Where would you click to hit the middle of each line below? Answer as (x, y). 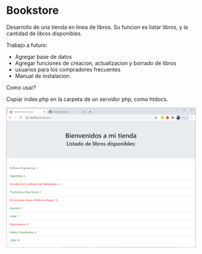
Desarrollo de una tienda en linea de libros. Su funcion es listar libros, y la (97, 27)
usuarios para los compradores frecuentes (68, 69)
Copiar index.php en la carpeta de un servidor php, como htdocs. (87, 99)
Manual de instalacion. (43, 76)
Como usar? (21, 87)
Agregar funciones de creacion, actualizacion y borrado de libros (96, 63)
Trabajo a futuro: (27, 45)
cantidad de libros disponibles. (44, 33)
